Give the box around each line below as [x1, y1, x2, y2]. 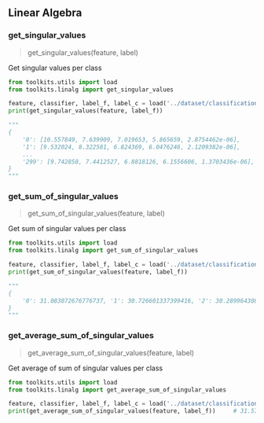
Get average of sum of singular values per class [8, 363, 163, 373]
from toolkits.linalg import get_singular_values [8, 86, 174, 94]
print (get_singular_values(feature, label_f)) [8, 107, 163, 115]
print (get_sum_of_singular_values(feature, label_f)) [8, 268, 189, 276]
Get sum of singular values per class [8, 224, 126, 234]
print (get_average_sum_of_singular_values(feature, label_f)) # [8, 407, 237, 415]
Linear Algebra [8, 6, 82, 20]
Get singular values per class [8, 63, 102, 72]
